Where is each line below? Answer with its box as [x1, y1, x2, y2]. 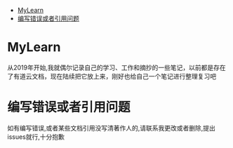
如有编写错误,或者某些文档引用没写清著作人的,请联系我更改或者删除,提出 [7, 123, 216, 132]
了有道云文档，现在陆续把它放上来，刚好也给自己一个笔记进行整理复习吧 [7, 72, 216, 80]
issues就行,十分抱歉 [7, 133, 65, 141]
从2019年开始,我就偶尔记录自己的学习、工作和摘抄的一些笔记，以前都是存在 [7, 63, 226, 72]
